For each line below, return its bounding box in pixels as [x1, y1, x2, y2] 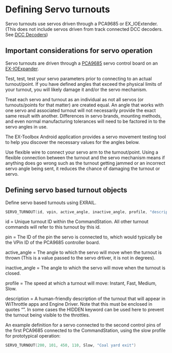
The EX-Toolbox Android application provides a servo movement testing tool [5, 134, 166, 140]
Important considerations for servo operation [5, 46, 153, 55]
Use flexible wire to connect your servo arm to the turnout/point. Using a [5, 149, 159, 155]
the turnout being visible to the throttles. [5, 312, 90, 318]
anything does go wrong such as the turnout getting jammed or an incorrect [5, 160, 165, 166]
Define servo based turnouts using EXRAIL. [5, 199, 97, 206]
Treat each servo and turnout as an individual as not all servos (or [5, 96, 144, 102]
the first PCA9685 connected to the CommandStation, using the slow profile [5, 327, 166, 333]
